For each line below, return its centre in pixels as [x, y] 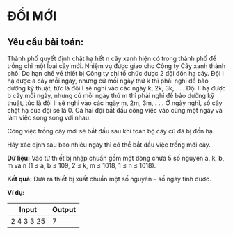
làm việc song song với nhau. [49, 117]
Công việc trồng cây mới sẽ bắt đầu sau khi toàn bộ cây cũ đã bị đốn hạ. [111, 131]
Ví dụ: [16, 192]
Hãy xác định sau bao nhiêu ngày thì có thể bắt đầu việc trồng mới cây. [109, 145]
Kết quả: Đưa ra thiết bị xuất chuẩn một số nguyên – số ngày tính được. [109, 179]
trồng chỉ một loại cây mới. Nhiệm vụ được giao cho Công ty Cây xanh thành [116, 66]
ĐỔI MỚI [32, 16]
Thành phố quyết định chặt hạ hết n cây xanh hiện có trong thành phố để [112, 58]
